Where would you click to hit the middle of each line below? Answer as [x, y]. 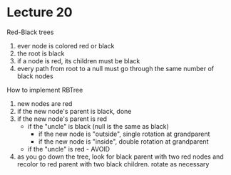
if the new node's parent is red [62, 119]
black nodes [35, 76]
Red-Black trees [30, 32]
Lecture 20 [40, 12]
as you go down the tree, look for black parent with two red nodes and [120, 157]
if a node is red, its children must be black [78, 60]
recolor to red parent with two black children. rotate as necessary [113, 164]
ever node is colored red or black [66, 46]
